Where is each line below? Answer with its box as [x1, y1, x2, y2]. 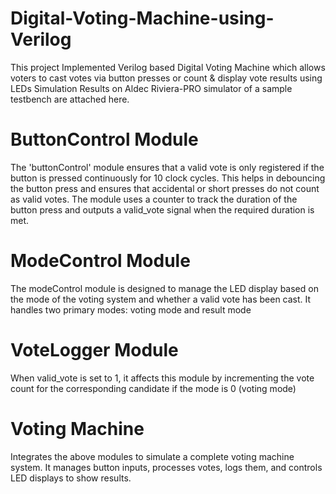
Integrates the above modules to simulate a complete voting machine [10, 450, 295, 462]
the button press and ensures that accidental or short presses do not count [10, 182, 320, 194]
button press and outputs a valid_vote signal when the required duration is [10, 203, 315, 216]
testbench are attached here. [10, 93, 130, 105]
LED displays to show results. [10, 472, 132, 484]
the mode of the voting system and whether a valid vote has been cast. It [10, 293, 312, 305]
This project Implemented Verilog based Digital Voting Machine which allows [10, 61, 326, 73]
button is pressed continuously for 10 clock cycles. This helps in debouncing [10, 172, 326, 184]
